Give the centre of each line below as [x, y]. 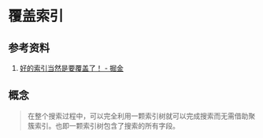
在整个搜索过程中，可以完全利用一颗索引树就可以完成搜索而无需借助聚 [141, 116]
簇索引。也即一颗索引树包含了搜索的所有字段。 [103, 125]
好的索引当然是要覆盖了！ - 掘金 [72, 68]
